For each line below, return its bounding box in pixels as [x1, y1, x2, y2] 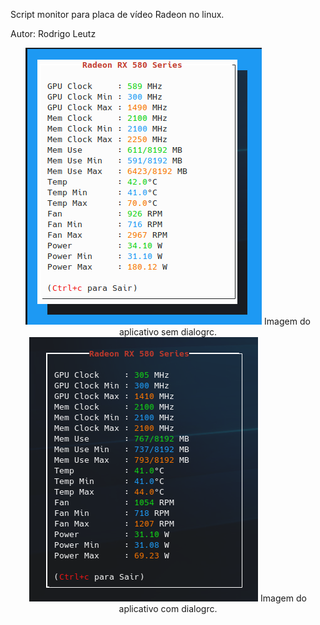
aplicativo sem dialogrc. [118, 326, 218, 338]
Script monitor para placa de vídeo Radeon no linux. [10, 9, 225, 20]
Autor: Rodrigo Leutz [10, 28, 97, 39]
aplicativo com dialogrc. [118, 603, 218, 614]
